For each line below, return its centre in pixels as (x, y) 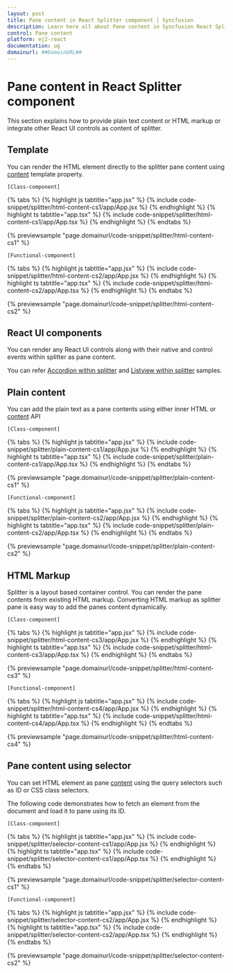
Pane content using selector (69, 766)
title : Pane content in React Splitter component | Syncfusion (101, 20)
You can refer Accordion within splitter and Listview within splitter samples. (114, 371)
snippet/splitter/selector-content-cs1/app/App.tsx (78, 858)
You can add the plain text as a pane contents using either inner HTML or (112, 409)
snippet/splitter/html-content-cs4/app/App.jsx (73, 708)
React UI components (55, 333)
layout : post (26, 14)
